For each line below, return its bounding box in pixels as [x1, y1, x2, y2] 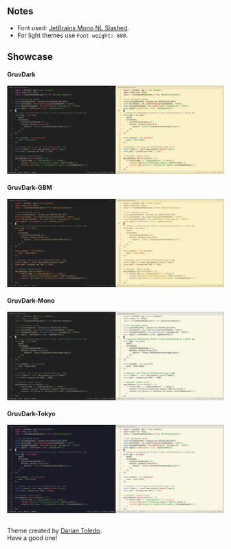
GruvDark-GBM [7, 183, 53, 191]
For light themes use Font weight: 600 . [16, 31, 129, 39]
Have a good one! [7, 534, 58, 542]
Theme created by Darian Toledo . [7, 526, 102, 535]
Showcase [7, 51, 54, 63]
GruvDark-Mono [7, 296, 55, 305]
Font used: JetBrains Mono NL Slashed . [16, 23, 129, 32]
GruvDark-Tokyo [7, 409, 56, 418]
